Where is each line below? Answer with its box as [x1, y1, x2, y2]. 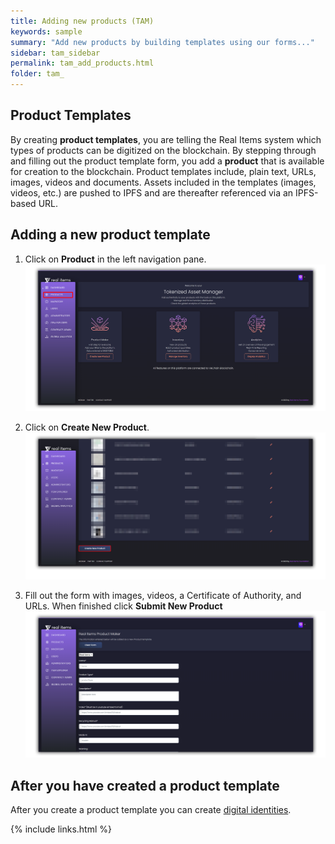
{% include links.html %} [10, 823, 112, 835]
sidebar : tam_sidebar [10, 48, 101, 58]
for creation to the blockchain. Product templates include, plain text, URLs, [10, 165, 317, 177]
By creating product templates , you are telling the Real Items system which [10, 133, 322, 145]
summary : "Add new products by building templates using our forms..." [10, 37, 315, 47]
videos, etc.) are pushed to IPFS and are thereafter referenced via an [10, 186, 294, 199]
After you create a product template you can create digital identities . [10, 804, 292, 816]
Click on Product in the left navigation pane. [24, 253, 207, 265]
